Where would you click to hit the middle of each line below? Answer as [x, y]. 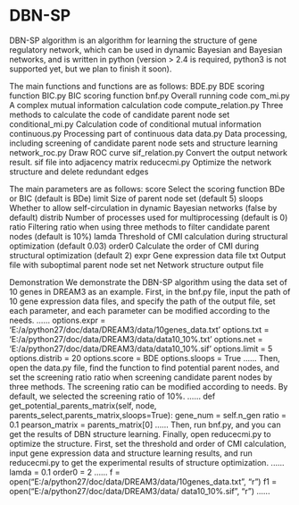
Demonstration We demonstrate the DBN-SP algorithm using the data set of [148, 282]
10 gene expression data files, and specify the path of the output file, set [142, 301]
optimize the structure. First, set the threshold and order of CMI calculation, [148, 443]
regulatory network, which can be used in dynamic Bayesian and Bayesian [146, 49]
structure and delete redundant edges [79, 172]
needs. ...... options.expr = [58, 320]
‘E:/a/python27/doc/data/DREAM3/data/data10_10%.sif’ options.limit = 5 [141, 349]
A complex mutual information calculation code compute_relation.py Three [146, 105]
